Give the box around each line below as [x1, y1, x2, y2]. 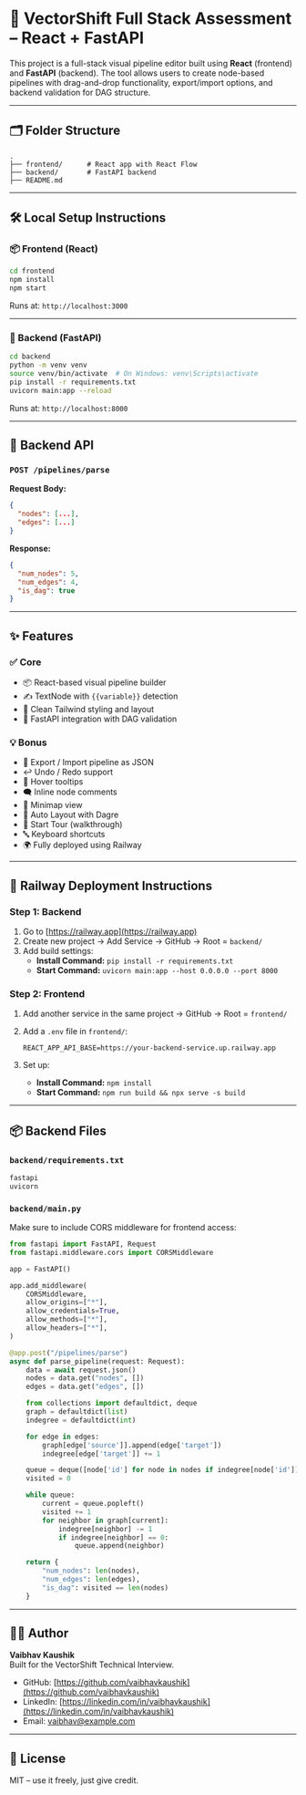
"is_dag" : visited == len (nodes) [42, 1582, 169, 1593]
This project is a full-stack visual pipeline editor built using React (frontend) [9, 57, 293, 68]
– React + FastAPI [9, 27, 144, 48]
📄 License [9, 1750, 66, 1766]
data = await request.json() [25, 1365, 137, 1375]
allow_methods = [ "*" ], [25, 1315, 107, 1324]
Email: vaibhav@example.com [22, 1716, 136, 1727]
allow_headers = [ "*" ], [25, 1323, 107, 1333]
